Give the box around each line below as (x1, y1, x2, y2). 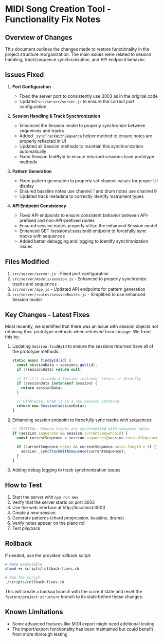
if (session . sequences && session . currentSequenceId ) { (12, 431, 128, 436)
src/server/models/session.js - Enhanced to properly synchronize (12, 276, 147, 281)
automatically (19, 148, 47, 154)
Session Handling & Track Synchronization (12, 113, 101, 119)
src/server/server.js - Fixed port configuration (12, 270, 109, 277)
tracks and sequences (12, 281, 57, 287)
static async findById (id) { (12, 358, 72, 363)
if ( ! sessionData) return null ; (17, 367, 82, 372)
